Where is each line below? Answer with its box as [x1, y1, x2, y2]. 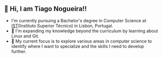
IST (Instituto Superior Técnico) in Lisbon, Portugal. [11, 23, 114, 29]
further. [11, 48, 27, 54]
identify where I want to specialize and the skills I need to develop [11, 43, 144, 49]
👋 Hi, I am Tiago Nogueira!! [4, 5, 87, 13]
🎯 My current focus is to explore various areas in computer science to [11, 38, 152, 44]
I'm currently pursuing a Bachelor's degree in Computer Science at [11, 17, 146, 23]
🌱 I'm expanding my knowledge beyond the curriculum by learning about [11, 28, 158, 34]
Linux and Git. [11, 33, 40, 39]
